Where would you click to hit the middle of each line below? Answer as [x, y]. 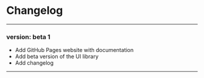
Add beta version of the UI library [57, 57]
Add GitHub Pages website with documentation [74, 50]
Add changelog [34, 63]
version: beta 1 [28, 37]
